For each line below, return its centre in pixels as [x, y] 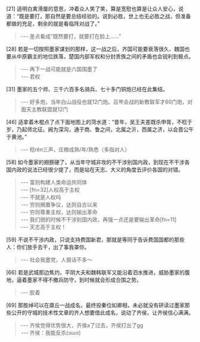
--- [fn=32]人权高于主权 [50, 190]
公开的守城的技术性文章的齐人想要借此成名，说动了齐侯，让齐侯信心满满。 [102, 313]
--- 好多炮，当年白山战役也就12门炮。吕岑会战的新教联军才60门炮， [104, 102]
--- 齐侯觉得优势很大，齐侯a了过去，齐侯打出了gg [82, 325]
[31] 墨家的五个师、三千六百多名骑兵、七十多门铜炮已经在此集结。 [87, 89]
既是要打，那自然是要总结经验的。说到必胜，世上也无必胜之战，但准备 [105, 16]
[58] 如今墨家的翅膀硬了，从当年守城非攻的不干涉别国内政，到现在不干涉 [96, 162]
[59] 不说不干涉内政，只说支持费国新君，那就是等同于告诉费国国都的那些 [96, 240]
